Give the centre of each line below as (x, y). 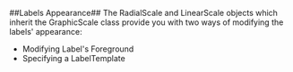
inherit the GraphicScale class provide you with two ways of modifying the (146, 22)
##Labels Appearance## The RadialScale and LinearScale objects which (143, 13)
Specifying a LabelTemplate (73, 58)
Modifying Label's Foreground (78, 49)
